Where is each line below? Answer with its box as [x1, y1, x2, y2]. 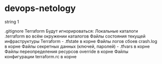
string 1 [4, 19, 19, 25]
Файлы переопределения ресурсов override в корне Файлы [4, 49, 129, 54]
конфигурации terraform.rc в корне [4, 53, 77, 59]
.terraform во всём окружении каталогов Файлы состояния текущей [4, 33, 146, 39]
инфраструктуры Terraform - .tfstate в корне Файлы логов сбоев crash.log [4, 38, 158, 44]
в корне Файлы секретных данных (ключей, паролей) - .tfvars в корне [4, 43, 150, 49]
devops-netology [4, 3, 76, 14]
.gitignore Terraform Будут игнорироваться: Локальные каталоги [4, 28, 138, 34]
